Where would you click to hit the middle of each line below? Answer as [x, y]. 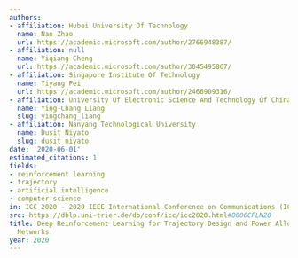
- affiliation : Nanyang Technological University [103, 125]
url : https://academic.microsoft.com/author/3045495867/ [125, 67]
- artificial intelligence [59, 191]
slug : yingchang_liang [59, 116]
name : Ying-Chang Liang [61, 108]
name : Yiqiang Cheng [55, 59]
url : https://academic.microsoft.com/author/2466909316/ [125, 91]
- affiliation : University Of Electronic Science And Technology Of [138, 100]
